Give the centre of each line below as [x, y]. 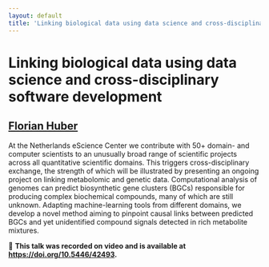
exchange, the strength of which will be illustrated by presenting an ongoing [134, 171]
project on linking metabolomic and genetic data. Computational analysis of [133, 179]
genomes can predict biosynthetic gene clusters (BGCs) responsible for [127, 188]
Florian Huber [43, 126]
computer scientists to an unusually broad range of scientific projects [123, 153]
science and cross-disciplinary [114, 80]
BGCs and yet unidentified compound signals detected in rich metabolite [128, 221]
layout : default [35, 16]
